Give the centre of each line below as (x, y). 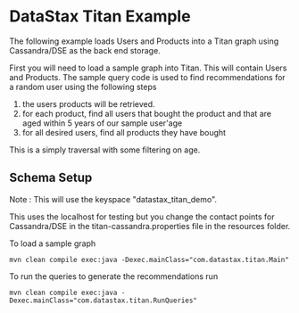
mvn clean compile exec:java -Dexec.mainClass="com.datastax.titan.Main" (149, 259)
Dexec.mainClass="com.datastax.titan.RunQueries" (104, 301)
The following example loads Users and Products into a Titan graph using (144, 41)
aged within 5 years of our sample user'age (102, 123)
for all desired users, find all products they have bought (124, 132)
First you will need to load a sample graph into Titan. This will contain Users (148, 68)
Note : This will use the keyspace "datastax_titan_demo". (113, 199)
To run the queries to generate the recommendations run (114, 276)
